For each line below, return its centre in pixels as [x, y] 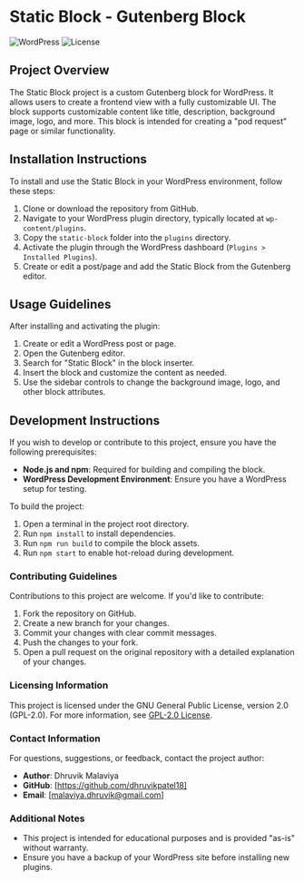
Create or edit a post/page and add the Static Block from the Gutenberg [157, 266]
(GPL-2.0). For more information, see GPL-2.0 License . [111, 715]
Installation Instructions [78, 159]
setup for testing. [54, 489]
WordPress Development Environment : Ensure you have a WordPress [155, 479]
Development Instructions [85, 421]
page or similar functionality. [63, 131]
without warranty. [55, 848]
